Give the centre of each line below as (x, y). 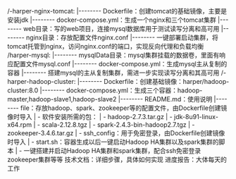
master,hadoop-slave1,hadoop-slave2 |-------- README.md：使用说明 (110, 99)
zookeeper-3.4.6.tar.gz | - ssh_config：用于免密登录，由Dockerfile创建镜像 (116, 133)
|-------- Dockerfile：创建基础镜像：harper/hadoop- (153, 81)
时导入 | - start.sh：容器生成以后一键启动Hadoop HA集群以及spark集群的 (113, 142)
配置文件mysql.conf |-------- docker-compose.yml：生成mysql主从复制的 (120, 64)
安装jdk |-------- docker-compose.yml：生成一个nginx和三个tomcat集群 (112, 20)
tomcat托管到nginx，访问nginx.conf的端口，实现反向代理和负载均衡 (106, 46)
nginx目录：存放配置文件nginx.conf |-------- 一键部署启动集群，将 (122, 37)
